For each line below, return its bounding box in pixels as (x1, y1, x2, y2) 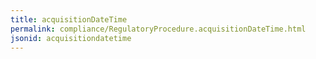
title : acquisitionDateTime (10, 14, 128, 25)
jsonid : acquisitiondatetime (10, 33, 132, 43)
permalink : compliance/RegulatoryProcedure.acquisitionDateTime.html (10, 24, 307, 34)
